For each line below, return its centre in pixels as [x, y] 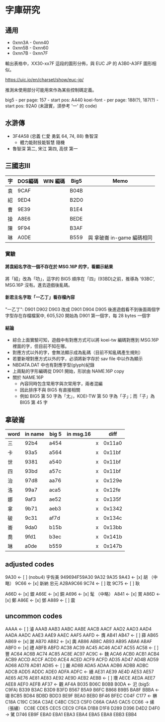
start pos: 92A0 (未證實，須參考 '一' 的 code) [51, 106]
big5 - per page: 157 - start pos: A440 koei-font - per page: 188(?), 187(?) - [82, 100]
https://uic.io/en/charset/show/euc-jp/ [44, 80]
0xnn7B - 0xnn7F [30, 53]
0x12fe [112, 490]
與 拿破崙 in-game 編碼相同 [120, 238]
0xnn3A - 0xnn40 [31, 42]
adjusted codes [30, 564]
